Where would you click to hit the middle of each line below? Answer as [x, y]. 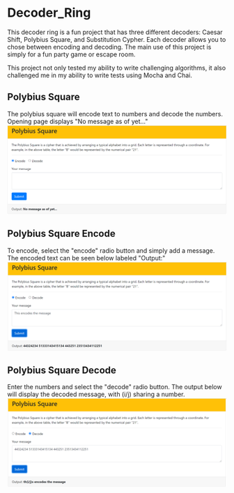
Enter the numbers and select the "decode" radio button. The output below [115, 387]
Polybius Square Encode [62, 234]
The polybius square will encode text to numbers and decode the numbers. [115, 114]
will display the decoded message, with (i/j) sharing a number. [96, 394]
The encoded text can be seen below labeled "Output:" [86, 258]
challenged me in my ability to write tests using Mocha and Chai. [100, 75]
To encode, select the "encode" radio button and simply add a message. [111, 250]
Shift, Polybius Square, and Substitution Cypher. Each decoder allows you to [117, 39]
